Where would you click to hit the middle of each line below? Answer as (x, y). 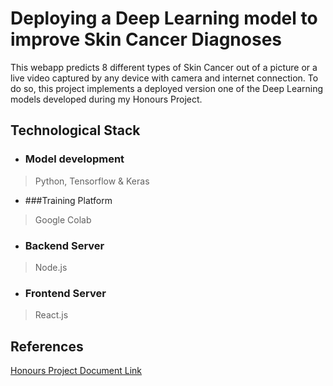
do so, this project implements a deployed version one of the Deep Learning (167, 88)
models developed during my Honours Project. (106, 99)
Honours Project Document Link (76, 371)
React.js (51, 315)
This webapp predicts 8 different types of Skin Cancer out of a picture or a (164, 67)
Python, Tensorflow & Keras (92, 181)
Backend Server (64, 245)
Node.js (51, 267)
